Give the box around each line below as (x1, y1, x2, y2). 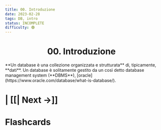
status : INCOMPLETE (5, 20, 45, 26)
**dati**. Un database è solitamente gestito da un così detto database (5, 67, 145, 73)
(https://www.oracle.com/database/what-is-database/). (5, 78, 116, 83)
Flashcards (5, 117, 51, 128)
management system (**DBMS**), (5, 72, 76, 78)
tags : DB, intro (5, 16, 38, 21)
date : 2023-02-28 (5, 12, 40, 16)
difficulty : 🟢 (5, 25, 35, 30)
